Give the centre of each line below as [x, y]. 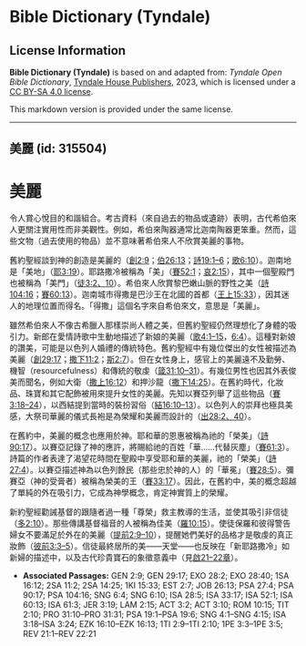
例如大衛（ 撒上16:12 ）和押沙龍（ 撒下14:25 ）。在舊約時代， [158, 382]
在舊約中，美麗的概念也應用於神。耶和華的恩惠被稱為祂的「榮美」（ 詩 [139, 436]
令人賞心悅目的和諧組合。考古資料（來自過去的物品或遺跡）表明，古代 [141, 218]
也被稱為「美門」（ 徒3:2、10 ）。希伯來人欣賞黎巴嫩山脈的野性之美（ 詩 [139, 283]
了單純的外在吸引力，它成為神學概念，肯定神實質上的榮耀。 [121, 493]
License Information [67, 51]
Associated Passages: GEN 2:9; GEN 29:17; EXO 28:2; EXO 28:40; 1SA [156, 576]
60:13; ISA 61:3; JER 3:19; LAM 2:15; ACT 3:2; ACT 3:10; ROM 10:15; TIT [156, 605]
